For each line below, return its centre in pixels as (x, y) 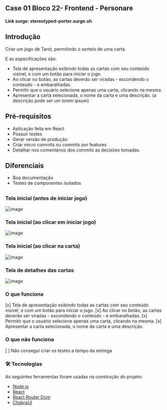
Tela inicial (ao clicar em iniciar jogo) (51, 222)
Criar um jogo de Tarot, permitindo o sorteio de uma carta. (66, 49)
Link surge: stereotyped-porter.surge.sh (49, 21)
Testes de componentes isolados (47, 183)
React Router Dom (31, 397)
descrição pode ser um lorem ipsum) (51, 101)
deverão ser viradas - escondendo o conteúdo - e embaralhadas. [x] (76, 316)
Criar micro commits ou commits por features (60, 144)
